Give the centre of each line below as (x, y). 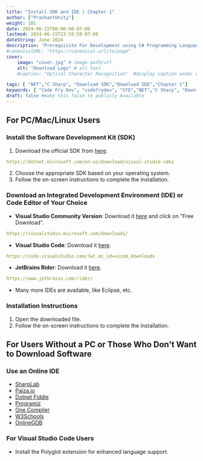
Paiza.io (25, 391)
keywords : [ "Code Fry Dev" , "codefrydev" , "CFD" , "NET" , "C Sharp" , (93, 90)
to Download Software (49, 354)
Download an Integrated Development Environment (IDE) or (95, 195)
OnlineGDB (29, 423)
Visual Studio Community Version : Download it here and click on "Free (104, 216)
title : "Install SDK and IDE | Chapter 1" (60, 12)
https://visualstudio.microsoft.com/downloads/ (67, 233)
